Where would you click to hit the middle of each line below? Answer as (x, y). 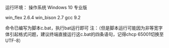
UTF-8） (14, 40)
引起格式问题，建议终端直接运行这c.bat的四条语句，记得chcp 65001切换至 (87, 34)
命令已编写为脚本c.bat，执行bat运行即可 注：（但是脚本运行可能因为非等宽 (82, 28)
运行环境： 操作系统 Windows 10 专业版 (46, 7)
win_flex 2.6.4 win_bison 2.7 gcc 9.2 (43, 17)
